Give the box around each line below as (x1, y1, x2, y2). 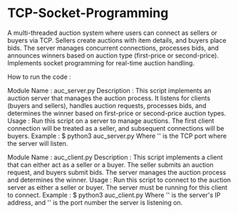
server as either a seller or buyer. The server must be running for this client (7, 183, 228, 191)
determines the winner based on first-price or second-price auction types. (7, 109, 227, 117)
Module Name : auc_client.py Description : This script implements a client (7, 153, 223, 161)
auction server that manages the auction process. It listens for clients (7, 94, 211, 102)
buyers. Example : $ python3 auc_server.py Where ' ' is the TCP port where (7, 132, 227, 140)
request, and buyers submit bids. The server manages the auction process (7, 168, 227, 176)
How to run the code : (7, 73, 71, 81)
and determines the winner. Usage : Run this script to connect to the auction (7, 176, 232, 184)
